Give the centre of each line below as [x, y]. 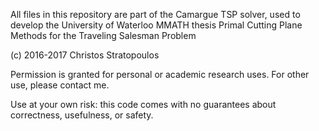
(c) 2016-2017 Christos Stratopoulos [85, 55]
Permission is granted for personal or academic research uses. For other [160, 74]
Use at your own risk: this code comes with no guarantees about [143, 104]
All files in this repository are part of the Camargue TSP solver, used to [155, 14]
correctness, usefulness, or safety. [82, 115]
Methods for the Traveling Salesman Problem [103, 35]
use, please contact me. [60, 85]
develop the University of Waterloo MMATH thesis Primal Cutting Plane [156, 25]
